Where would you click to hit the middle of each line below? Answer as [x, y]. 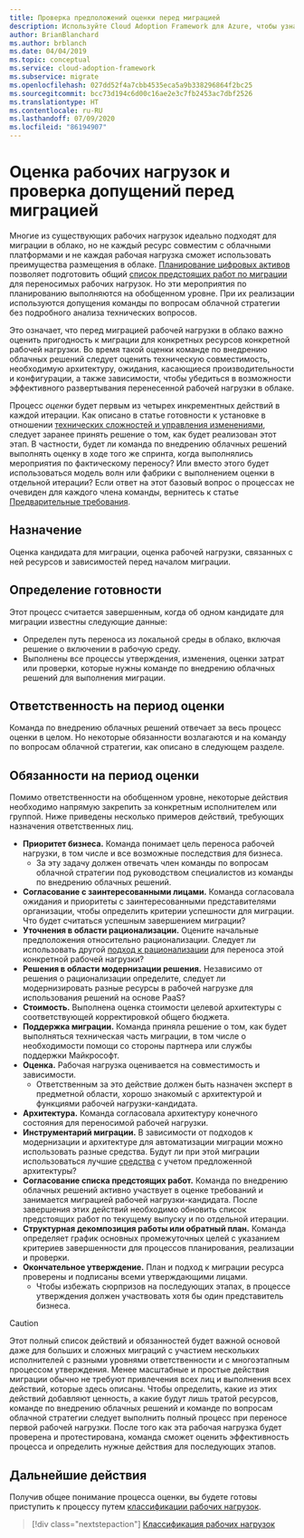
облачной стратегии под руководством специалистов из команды [165, 873]
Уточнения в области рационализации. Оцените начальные [141, 930]
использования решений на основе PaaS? [104, 998]
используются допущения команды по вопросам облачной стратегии [145, 303]
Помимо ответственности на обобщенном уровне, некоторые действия [149, 797]
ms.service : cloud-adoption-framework [82, 69]
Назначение [46, 530]
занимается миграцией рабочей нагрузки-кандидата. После [140, 1200]
